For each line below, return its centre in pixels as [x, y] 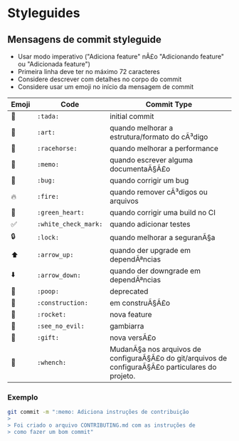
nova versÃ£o [133, 338]
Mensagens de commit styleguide [84, 40]
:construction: [63, 303]
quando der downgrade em [155, 271]
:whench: [52, 362]
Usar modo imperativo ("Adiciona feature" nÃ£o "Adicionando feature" [121, 56]
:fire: [48, 196]
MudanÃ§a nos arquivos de [155, 349]
